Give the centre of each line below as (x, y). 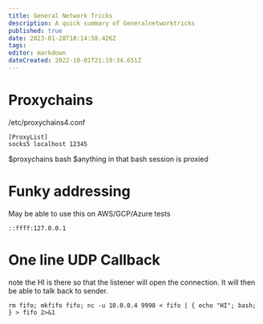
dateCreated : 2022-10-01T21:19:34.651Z (75, 61)
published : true (35, 30)
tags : (17, 46)
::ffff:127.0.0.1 (37, 228)
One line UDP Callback (84, 259)
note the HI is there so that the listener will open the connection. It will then (132, 282)
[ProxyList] (28, 137)
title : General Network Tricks (61, 16)
